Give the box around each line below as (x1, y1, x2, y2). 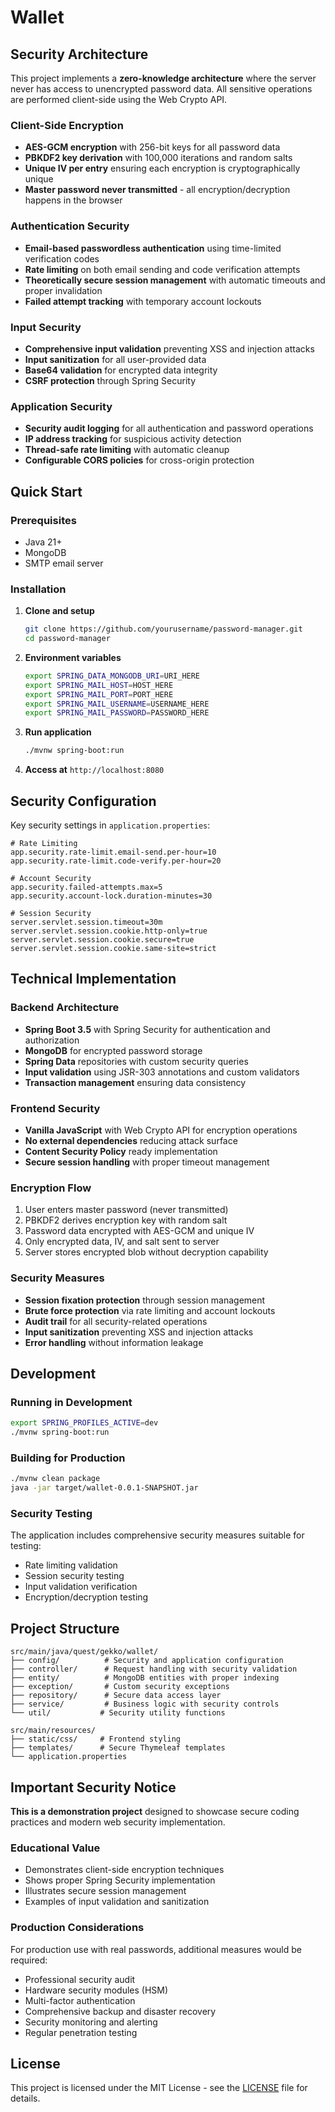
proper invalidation (24, 284, 103, 296)
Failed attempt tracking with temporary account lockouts (24, 295, 262, 307)
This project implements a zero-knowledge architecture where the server (10, 72, 317, 84)
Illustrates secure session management (24, 1885, 187, 1897)
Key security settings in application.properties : (10, 819, 211, 831)
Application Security (10, 399, 113, 413)
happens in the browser (24, 194, 123, 206)
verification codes (24, 252, 100, 265)
